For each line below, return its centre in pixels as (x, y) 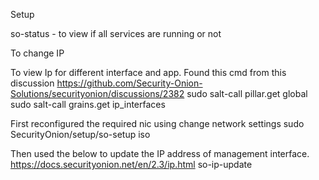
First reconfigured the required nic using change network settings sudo (157, 123)
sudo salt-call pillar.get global (247, 93)
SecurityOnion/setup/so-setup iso (80, 134)
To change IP (37, 53)
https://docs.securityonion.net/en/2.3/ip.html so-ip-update (131, 164)
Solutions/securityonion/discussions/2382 (97, 93)
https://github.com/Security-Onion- (129, 83)
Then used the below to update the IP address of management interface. (160, 153)
